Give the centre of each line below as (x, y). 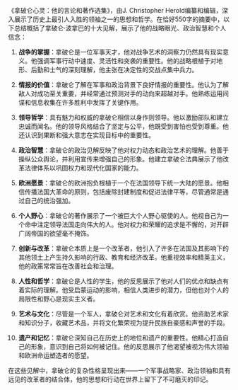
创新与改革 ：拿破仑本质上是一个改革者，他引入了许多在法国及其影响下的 (123, 248)
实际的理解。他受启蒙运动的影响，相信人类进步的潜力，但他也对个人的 (126, 290)
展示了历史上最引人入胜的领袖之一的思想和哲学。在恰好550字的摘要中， (119, 19)
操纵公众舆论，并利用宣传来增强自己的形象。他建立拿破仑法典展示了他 (120, 159)
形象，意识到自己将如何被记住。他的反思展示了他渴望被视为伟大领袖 (130, 346)
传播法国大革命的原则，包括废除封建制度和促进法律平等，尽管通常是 (124, 192)
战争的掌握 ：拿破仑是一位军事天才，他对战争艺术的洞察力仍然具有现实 (120, 52)
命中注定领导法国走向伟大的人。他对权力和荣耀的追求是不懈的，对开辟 (126, 224)
